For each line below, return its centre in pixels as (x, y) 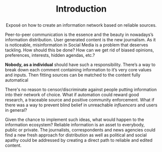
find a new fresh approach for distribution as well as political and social (76, 135)
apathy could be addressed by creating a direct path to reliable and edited (79, 140)
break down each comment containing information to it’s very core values (78, 70)
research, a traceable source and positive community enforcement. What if (80, 100)
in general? (16, 110)
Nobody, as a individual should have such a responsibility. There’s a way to (80, 65)
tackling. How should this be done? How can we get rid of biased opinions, (80, 50)
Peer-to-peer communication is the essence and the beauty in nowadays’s (79, 34)
